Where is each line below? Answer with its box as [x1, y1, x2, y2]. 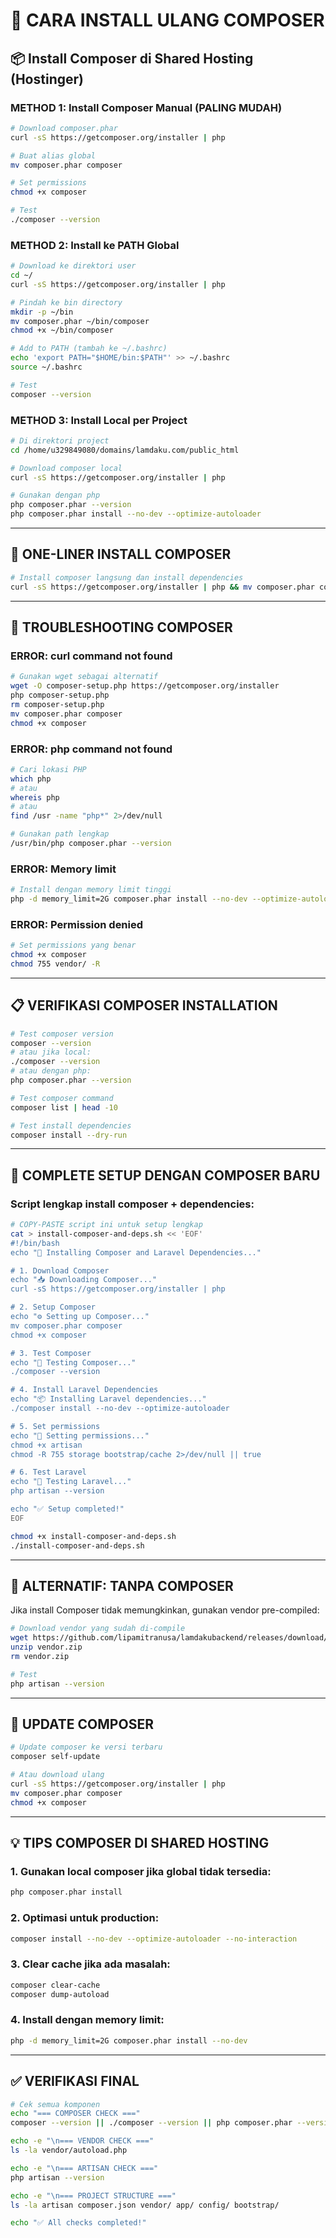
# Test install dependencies [10, 1120, 132, 1131]
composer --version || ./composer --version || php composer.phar [10, 2118, 293, 2128]
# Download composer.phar [10, 123, 118, 133]
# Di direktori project [10, 435, 110, 446]
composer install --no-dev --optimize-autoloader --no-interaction [10, 1934, 298, 1944]
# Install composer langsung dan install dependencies [10, 572, 244, 583]
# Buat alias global [10, 150, 97, 161]
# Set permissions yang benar [10, 940, 137, 951]
